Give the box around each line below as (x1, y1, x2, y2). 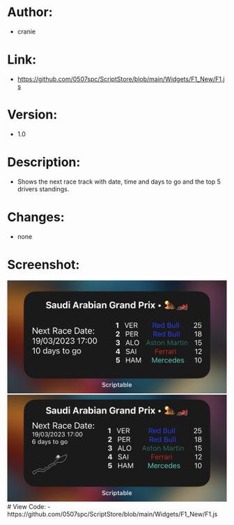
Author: (7, 4, 54, 20)
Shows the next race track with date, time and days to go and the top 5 (17, 177, 221, 186)
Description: (7, 154, 81, 170)
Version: (7, 107, 58, 123)
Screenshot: (7, 256, 80, 272)
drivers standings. (17, 184, 70, 193)
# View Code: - (7, 503, 51, 511)
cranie (17, 27, 36, 36)
